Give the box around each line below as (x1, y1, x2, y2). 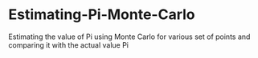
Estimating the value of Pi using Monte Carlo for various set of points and (8, 32, 251, 41)
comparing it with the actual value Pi (8, 40, 129, 49)
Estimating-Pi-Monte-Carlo (8, 6, 195, 24)
